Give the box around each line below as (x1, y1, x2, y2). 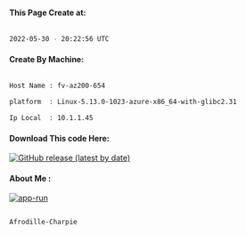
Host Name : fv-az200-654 (9, 81, 105, 91)
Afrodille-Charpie (9, 218, 78, 227)
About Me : (9, 173, 52, 183)
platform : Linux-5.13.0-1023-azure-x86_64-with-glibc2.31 (9, 98, 238, 107)
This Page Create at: (9, 7, 86, 18)
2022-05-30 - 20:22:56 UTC (9, 35, 110, 44)
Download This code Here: (9, 133, 110, 143)
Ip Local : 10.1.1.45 (9, 114, 94, 123)
